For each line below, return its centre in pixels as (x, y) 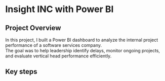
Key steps (21, 72)
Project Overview (33, 28)
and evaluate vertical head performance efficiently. (58, 56)
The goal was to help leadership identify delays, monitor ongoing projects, (83, 51)
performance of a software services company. (54, 45)
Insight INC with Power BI (59, 9)
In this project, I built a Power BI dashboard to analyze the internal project (82, 40)
